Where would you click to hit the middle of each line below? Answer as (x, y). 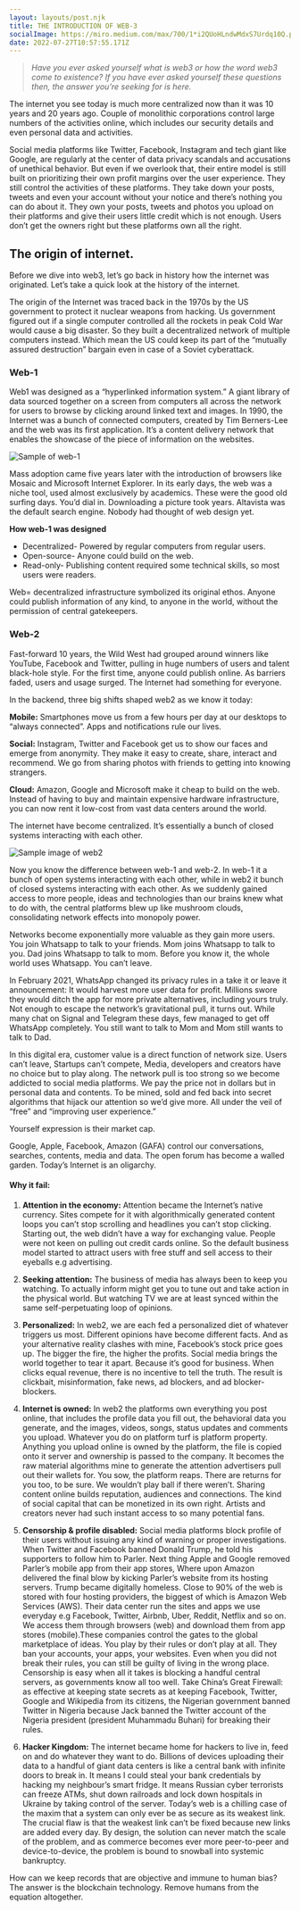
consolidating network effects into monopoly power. (105, 917)
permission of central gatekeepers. (74, 611)
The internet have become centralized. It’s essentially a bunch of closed (142, 826)
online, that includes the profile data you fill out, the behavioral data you (154, 1418)
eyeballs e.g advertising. (67, 1262)
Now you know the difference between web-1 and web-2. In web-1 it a (138, 869)
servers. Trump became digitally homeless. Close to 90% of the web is (152, 1587)
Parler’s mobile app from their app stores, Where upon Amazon (138, 1568)
